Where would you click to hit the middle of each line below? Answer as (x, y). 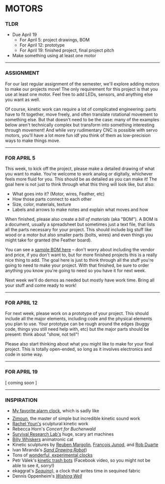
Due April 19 (25, 35)
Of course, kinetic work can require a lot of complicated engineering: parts (81, 109)
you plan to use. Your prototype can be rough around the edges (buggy (77, 324)
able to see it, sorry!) (33, 465)
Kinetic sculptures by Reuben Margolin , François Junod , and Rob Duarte (85, 445)
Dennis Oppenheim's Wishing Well (47, 476)
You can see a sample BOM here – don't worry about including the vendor (80, 250)
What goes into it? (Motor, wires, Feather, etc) (58, 194)
